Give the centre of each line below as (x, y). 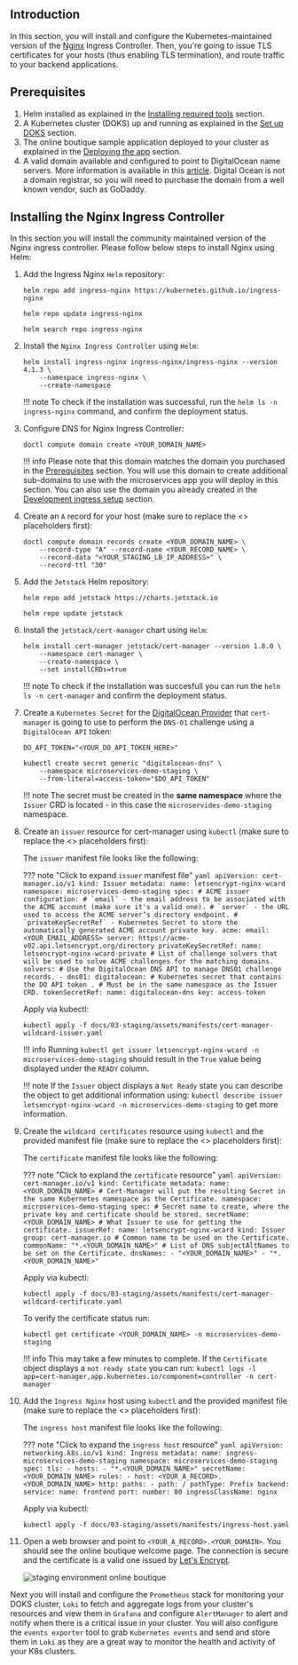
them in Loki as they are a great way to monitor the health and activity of (143, 1642)
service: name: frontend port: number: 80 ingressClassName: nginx (150, 1492)
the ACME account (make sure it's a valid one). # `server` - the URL (156, 908)
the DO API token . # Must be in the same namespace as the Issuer (150, 985)
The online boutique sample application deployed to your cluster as (146, 142)
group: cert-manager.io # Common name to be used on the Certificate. (156, 1238)
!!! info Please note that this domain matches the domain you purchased (154, 462)
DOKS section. (50, 132)
